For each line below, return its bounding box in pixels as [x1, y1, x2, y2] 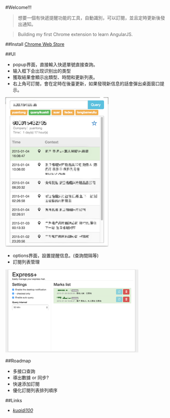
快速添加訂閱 [12, 381, 40, 387]
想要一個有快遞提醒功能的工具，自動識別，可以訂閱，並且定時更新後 [17, 15, 161, 21]
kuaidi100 [12, 407, 34, 413]
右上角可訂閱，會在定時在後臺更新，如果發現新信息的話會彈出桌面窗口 [12, 81, 160, 86]
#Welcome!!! [5, 5, 32, 10]
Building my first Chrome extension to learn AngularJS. [17, 32, 133, 37]
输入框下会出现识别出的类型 [12, 68, 71, 74]
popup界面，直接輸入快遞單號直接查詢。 [12, 62, 98, 68]
